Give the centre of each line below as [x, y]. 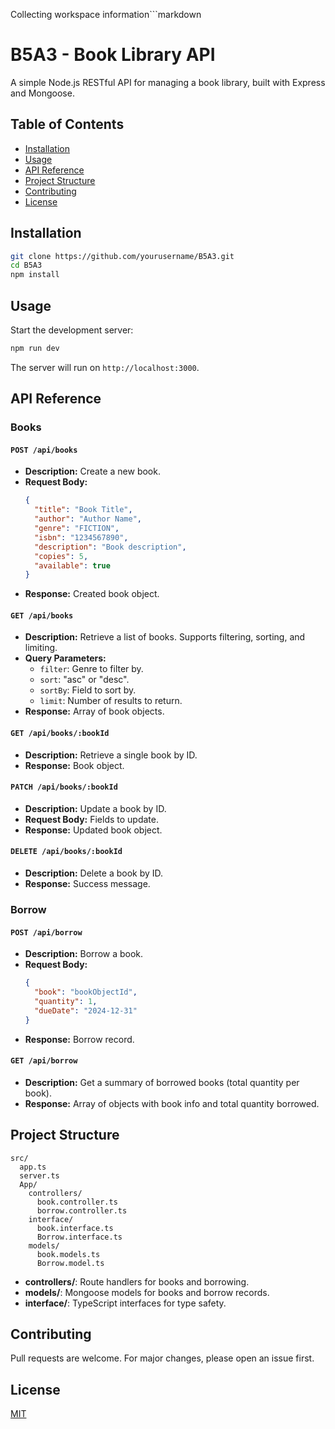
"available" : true [72, 565]
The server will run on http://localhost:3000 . [105, 367]
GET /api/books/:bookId [60, 734]
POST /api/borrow [46, 932]
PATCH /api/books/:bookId [64, 787]
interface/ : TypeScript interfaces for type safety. [125, 1303]
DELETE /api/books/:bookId [66, 852]
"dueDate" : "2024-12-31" [86, 1010]
